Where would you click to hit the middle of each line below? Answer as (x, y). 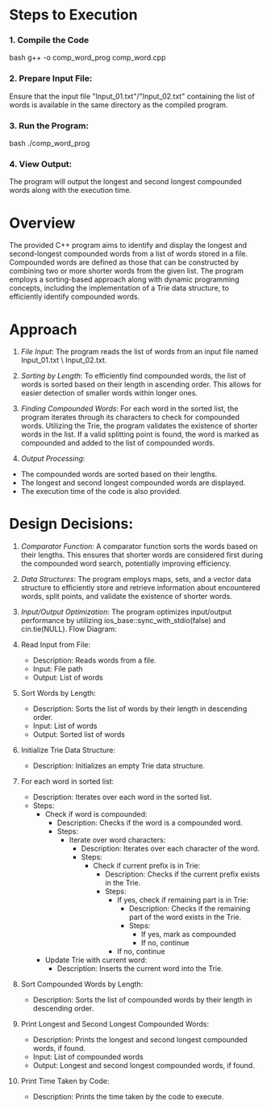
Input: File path (58, 669)
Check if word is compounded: (96, 814)
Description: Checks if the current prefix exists (183, 874)
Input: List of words (65, 726)
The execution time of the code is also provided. (101, 492)
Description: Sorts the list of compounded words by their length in (142, 1000)
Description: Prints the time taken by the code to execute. (128, 1097)
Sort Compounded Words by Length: (82, 984)
